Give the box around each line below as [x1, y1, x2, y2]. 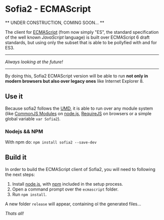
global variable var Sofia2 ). [5, 116, 61, 122]
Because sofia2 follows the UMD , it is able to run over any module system [5, 105, 153, 111]
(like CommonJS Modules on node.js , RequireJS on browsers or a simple [5, 110, 152, 116]
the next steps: [5, 171, 35, 177]
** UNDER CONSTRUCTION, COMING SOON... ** [5, 20, 104, 25]
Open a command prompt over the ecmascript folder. [12, 186, 119, 192]
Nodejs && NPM [5, 128, 43, 135]
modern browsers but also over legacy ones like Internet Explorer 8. [5, 78, 144, 84]
